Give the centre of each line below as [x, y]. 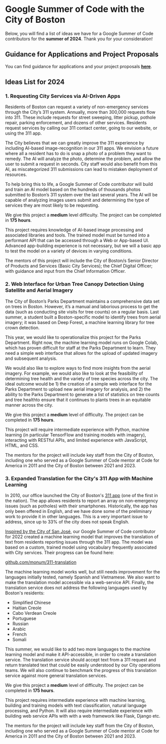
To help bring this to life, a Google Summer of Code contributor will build [79, 184]
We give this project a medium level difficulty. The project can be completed [83, 215]
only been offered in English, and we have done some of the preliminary [79, 511]
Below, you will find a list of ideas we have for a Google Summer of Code [79, 33]
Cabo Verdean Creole [34, 613]
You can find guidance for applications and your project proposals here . [79, 66]
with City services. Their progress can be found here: [60, 553]
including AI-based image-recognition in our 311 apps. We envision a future [82, 148]
